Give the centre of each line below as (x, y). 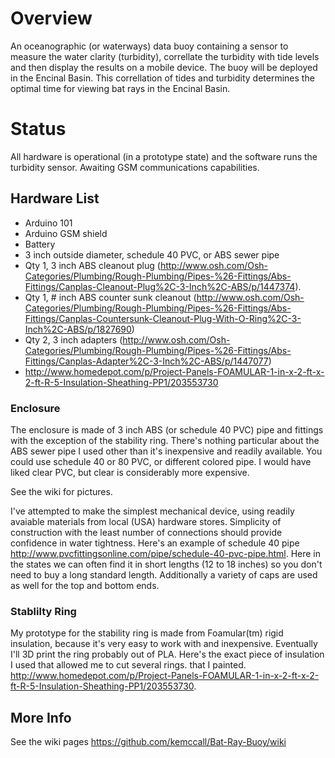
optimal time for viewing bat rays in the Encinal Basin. (120, 88)
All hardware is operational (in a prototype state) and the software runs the (164, 156)
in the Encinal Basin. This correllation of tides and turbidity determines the (162, 78)
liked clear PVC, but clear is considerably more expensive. (130, 472)
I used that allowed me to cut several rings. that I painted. (128, 665)
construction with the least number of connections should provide (146, 532)
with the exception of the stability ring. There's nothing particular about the (165, 440)
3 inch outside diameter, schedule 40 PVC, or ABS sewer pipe (152, 254)
